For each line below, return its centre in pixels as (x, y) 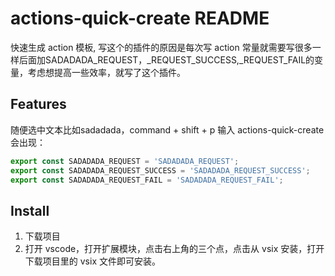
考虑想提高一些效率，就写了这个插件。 (106, 72)
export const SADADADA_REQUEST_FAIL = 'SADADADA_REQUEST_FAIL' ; (147, 180)
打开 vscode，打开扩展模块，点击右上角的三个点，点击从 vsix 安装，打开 (174, 249)
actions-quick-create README (140, 18)
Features (38, 104)
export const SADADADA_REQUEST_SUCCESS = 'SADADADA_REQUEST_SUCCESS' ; (160, 170)
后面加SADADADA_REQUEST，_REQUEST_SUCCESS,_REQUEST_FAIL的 (166, 59)
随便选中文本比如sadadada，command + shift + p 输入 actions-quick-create (167, 129)
